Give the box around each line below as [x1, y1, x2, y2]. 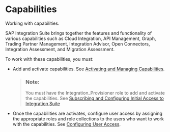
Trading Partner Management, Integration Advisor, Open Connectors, [5, 40, 150, 47]
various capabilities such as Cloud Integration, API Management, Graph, [5, 35, 156, 41]
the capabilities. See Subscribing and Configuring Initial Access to [25, 95, 164, 102]
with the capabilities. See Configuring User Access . [12, 121, 121, 127]
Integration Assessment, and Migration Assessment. [5, 46, 115, 52]
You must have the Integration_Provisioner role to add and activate [25, 90, 165, 96]
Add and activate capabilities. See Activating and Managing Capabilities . [12, 66, 165, 72]
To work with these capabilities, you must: [5, 56, 94, 62]
